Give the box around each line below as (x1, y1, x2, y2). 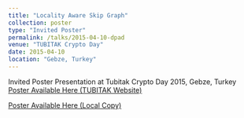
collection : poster (8, 19, 72, 27)
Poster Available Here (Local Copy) (8, 100, 122, 110)
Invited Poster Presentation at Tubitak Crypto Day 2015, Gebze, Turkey (8, 76, 237, 87)
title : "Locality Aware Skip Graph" (8, 11, 128, 20)
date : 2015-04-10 (8, 48, 65, 56)
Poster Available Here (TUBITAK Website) (8, 85, 142, 94)
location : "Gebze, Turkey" (8, 56, 97, 64)
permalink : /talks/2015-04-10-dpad (8, 33, 125, 42)
